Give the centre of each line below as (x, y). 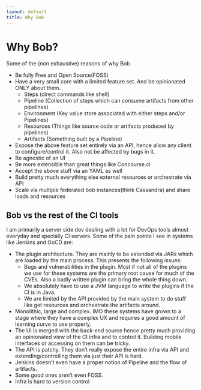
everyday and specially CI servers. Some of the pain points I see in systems (100, 236)
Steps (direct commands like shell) (67, 94)
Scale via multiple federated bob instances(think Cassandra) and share (103, 190)
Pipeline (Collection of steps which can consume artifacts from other (109, 101)
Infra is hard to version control (52, 382)
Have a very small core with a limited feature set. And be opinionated (100, 82)
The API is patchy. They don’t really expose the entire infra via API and (102, 350)
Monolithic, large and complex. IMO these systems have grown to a (98, 311)
